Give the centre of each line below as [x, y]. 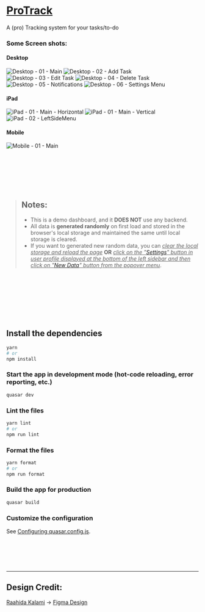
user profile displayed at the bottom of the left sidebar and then [110, 258]
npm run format [26, 474]
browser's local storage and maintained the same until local [105, 232]
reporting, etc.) [29, 382]
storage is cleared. [54, 239]
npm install [21, 359]
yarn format [21, 463]
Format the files [30, 450]
